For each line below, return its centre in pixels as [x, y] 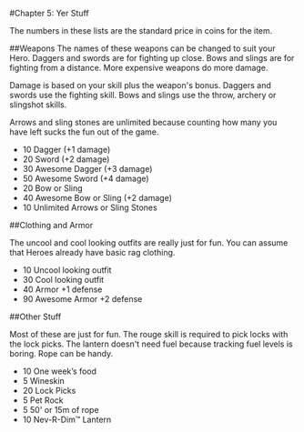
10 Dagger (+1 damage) [66, 150]
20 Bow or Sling [53, 188]
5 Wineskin [44, 381]
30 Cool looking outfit [63, 280]
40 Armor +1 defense [62, 289]
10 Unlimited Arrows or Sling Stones [90, 207]
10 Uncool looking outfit [67, 270]
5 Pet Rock [43, 400]
